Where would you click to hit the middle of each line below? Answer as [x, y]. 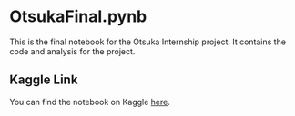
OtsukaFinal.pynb [78, 17]
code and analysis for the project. [72, 51]
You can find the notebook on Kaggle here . [90, 101]
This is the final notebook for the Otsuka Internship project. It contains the [148, 42]
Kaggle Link [44, 80]
